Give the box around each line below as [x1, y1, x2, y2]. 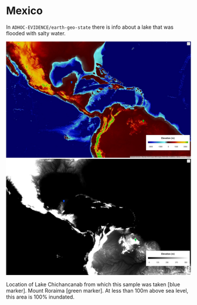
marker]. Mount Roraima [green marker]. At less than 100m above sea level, [6, 287, 189, 294]
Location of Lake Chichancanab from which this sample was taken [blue [6, 280, 181, 288]
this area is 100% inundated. [6, 293, 75, 300]
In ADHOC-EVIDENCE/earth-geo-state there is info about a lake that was [6, 23, 174, 30]
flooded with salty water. [6, 29, 66, 36]
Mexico [6, 4, 43, 18]
